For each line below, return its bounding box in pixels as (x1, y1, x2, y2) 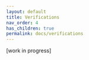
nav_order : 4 (6, 20, 39, 26)
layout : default (6, 8, 46, 15)
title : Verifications (6, 14, 60, 20)
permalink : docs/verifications (6, 31, 84, 37)
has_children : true (6, 25, 55, 31)
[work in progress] (6, 47, 52, 54)
